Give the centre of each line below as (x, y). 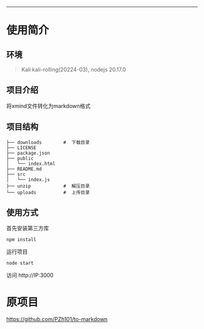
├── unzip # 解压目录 (48, 186)
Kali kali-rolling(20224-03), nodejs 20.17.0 (73, 70)
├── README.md (24, 169)
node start (20, 263)
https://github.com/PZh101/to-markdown (57, 319)
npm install (21, 240)
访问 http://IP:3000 (30, 275)
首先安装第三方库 (28, 228)
